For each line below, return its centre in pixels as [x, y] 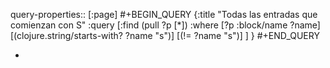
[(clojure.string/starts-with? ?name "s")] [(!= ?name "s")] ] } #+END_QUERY [165, 35]
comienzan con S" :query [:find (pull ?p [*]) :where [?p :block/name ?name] [165, 25]
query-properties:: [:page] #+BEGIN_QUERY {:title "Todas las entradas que [164, 14]
